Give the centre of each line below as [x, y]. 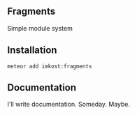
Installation [32, 51]
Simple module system [40, 28]
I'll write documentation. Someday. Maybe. [69, 105]
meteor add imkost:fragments [50, 66]
